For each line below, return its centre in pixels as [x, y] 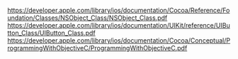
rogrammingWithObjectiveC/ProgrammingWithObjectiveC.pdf [97, 48]
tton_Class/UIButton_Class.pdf [51, 33]
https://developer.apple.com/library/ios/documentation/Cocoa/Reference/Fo [119, 10]
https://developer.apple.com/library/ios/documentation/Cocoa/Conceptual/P [119, 41]
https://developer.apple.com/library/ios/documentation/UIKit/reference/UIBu [119, 25]
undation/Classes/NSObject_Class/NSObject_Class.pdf [87, 18]
